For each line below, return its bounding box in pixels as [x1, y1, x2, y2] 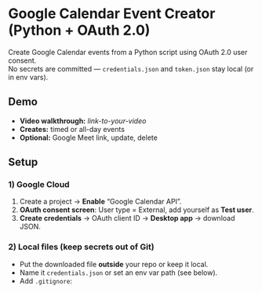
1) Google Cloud [8, 179, 70, 190]
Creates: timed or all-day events [19, 124, 126, 134]
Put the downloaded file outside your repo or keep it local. [19, 259, 209, 269]
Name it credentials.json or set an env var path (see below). [19, 268, 218, 277]
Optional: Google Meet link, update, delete [19, 133, 158, 142]
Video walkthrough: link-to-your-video [19, 115, 147, 126]
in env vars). [8, 72, 49, 82]
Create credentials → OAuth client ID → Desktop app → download [19, 214, 235, 223]
